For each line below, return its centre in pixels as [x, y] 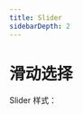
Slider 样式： [33, 100]
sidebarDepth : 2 [40, 26]
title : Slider [36, 18]
